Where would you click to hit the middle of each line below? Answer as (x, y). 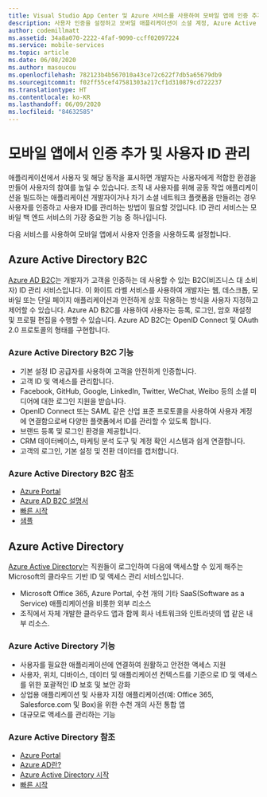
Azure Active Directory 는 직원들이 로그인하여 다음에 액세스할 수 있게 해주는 (126, 567)
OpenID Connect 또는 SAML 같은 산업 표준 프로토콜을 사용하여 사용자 (129, 411)
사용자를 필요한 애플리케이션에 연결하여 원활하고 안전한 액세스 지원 (123, 665)
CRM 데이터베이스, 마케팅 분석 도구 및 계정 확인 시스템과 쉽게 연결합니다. (132, 441)
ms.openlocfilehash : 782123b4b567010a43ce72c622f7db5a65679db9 (115, 75)
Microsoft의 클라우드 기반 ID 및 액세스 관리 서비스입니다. (96, 577)
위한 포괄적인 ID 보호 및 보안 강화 (79, 685)
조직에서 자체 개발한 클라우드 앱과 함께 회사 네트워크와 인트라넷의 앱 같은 (132, 614)
